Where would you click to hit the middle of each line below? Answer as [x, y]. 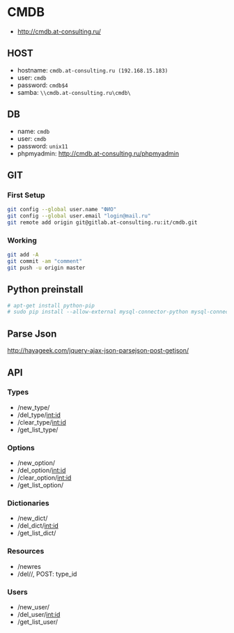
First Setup [26, 195]
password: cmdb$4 [42, 85]
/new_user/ [33, 607]
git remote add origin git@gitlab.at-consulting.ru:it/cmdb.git [102, 222]
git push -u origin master [46, 268]
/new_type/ [33, 407]
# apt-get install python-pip [51, 305]
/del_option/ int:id [41, 471]
